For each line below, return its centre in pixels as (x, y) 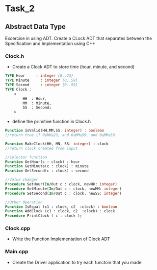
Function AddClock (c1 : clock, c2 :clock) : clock (60, 211)
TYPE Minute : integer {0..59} (41, 80)
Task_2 (20, 9)
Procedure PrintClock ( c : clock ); (44, 216)
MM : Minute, (37, 103)
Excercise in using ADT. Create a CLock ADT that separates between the (78, 38)
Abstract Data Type (36, 27)
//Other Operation (24, 202)
